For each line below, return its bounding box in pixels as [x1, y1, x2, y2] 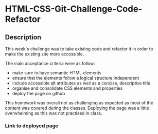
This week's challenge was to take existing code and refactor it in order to [5, 46, 153, 51]
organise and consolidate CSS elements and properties [12, 85, 123, 91]
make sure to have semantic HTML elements [12, 70, 102, 76]
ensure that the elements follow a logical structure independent [12, 75, 140, 81]
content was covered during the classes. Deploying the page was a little [5, 105, 149, 111]
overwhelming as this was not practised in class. [5, 110, 102, 116]
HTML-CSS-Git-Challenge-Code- [5, 3, 142, 15]
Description [5, 33, 41, 41]
